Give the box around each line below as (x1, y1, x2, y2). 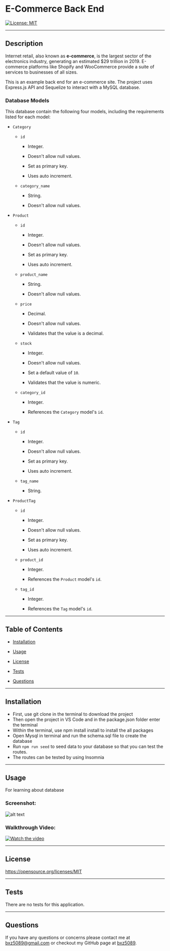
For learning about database (5, 787, 64, 793)
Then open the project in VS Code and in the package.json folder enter (12, 716, 160, 723)
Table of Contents (5, 625, 63, 634)
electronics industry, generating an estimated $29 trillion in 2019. (5, 58, 141, 64)
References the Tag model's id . (27, 606, 93, 612)
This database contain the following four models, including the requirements (5, 109, 164, 115)
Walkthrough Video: (5, 824, 56, 831)
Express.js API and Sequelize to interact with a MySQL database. (5, 84, 141, 90)
